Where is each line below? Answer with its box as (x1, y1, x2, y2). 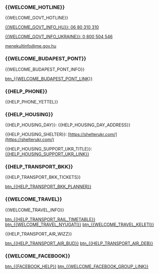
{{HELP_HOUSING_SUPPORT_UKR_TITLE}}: (5, 146, 92, 152)
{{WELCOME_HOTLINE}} (5, 4, 65, 11)
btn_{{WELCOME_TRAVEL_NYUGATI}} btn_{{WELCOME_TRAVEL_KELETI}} (5, 222, 154, 227)
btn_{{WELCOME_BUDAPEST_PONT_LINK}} (5, 76, 93, 82)
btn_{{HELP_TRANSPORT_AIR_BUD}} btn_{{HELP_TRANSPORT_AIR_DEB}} (5, 240, 153, 246)
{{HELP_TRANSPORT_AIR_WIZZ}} (5, 231, 72, 237)
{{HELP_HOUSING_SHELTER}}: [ (5, 132, 70, 137)
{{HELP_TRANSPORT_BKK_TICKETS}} (5, 174, 81, 180)
